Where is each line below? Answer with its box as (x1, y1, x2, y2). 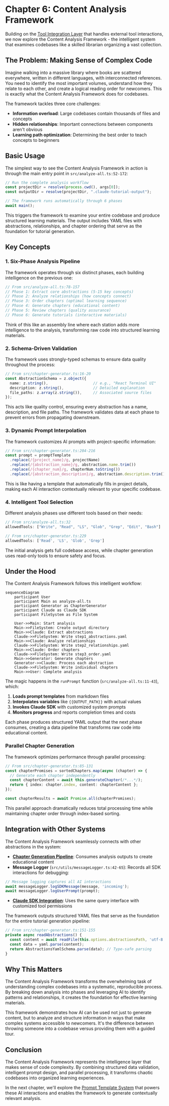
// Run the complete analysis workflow (5, 180, 89, 185)
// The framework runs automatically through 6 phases (5, 199, 123, 204)
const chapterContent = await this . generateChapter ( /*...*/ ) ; (10, 778, 143, 783)
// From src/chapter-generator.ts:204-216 (5, 448, 96, 453)
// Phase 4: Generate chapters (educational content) (5, 303, 121, 308)
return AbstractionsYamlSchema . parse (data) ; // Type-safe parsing (10, 947, 152, 952)
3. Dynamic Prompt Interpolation (5, 427, 87, 434)
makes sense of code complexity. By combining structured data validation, (5, 1064, 160, 1070)
